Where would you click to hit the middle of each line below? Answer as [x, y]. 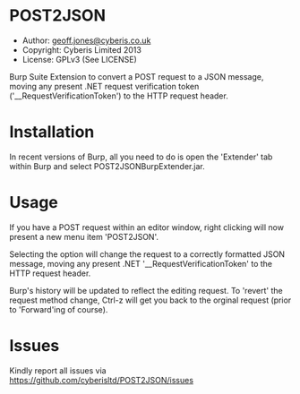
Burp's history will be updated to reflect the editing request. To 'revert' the [146, 290]
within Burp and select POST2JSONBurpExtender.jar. [107, 166]
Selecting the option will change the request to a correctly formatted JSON [147, 254]
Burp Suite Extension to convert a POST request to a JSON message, [137, 76]
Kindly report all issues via [58, 370]
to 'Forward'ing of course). [59, 309]
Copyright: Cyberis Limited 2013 [81, 49]
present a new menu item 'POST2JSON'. [84, 236]
